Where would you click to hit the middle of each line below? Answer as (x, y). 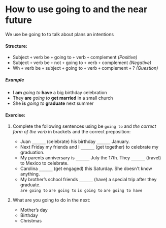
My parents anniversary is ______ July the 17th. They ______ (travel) (91, 158)
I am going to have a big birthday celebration (60, 93)
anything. (30, 174)
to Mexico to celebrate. (44, 163)
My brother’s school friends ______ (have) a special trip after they (88, 180)
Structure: (16, 46)
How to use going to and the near (76, 9)
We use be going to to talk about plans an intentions (60, 34)
